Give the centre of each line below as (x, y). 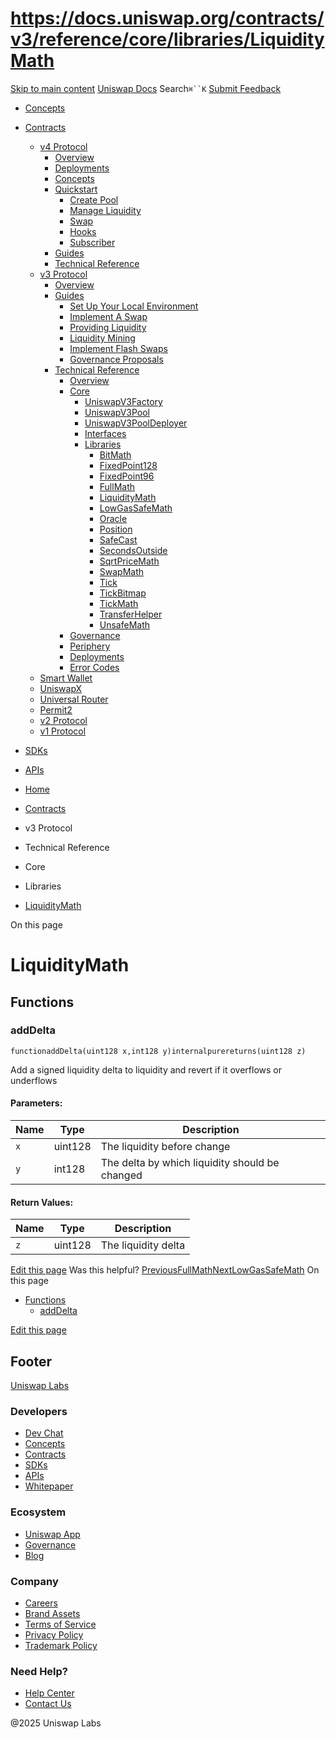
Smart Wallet (66, 678)
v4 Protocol (63, 146)
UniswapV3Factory (123, 401)
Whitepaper (49, 1486)
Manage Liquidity (105, 210)
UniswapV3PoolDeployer (136, 423)
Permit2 (56, 709)
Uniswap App (52, 1534)
